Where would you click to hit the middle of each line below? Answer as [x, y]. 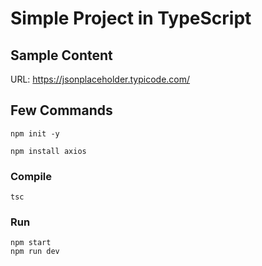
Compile [31, 176]
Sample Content [61, 55]
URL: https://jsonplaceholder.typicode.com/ [100, 79]
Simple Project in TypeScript [131, 18]
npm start [31, 243]
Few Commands [61, 110]
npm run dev [35, 252]
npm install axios [48, 151]
